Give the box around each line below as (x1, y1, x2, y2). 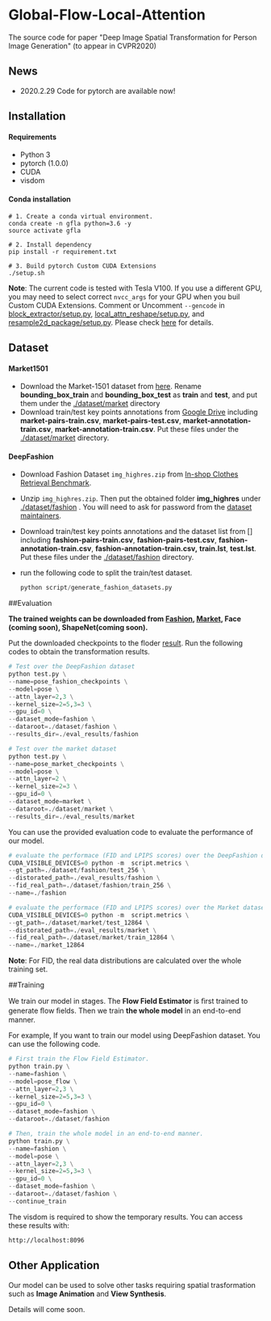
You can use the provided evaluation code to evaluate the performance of (8, 827, 254, 836)
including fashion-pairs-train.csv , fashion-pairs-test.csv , (19, 536, 218, 545)
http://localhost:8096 (8, 1236, 85, 1244)
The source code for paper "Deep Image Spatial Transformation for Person (8, 32, 257, 42)
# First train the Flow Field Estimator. (8, 1055, 150, 1063)
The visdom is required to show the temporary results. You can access (8, 1212, 244, 1222)
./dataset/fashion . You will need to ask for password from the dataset (19, 502, 252, 512)
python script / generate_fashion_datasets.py (19, 584, 173, 592)
